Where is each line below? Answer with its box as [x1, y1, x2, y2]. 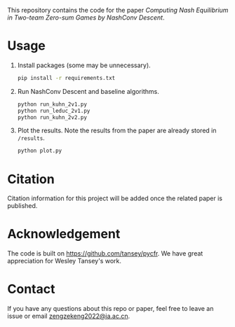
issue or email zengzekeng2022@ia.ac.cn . [7, 312, 130, 321]
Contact [7, 281, 55, 297]
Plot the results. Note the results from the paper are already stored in [17, 126, 217, 135]
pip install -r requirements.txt [17, 74, 116, 81]
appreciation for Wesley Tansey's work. [7, 257, 121, 265]
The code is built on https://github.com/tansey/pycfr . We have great [7, 249, 203, 258]
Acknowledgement [7, 226, 121, 242]
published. [7, 202, 38, 210]
